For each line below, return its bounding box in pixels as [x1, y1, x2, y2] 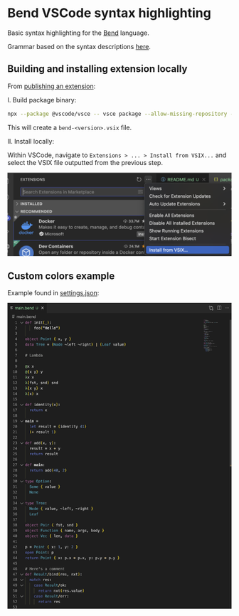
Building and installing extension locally [7, 63, 188, 75]
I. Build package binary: [7, 95, 77, 104]
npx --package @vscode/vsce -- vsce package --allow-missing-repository [7, 110, 228, 117]
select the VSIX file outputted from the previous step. [7, 158, 164, 166]
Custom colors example [7, 270, 115, 282]
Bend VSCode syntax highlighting [7, 5, 211, 21]
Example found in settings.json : [7, 289, 100, 297]
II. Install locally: [7, 137, 55, 145]
